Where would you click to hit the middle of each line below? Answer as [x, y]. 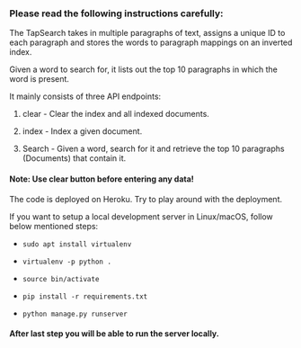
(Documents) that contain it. [74, 158]
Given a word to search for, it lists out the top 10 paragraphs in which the [144, 69]
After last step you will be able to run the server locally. [115, 334]
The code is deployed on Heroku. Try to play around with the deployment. [146, 199]
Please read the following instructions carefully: [116, 13]
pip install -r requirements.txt [85, 296]
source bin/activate [61, 279]
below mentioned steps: [54, 226]
